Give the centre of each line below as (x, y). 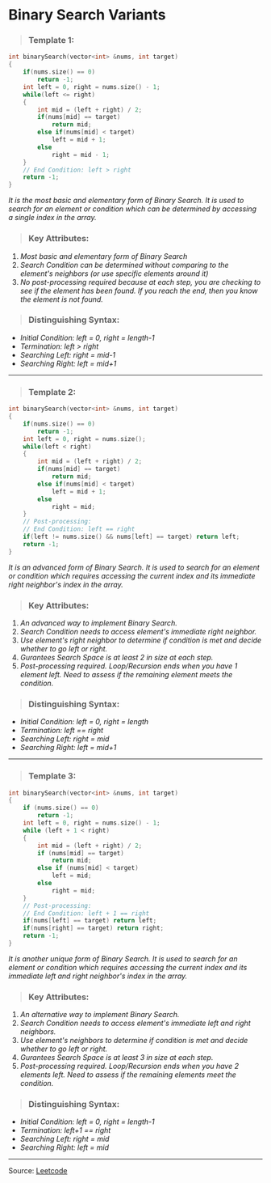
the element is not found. (61, 299)
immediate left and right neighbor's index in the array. (98, 976)
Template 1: (51, 40)
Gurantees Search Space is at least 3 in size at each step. (117, 1058)
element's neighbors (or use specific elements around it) (114, 273)
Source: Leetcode (38, 1171)
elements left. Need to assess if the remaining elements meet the (128, 1075)
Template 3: (52, 776)
